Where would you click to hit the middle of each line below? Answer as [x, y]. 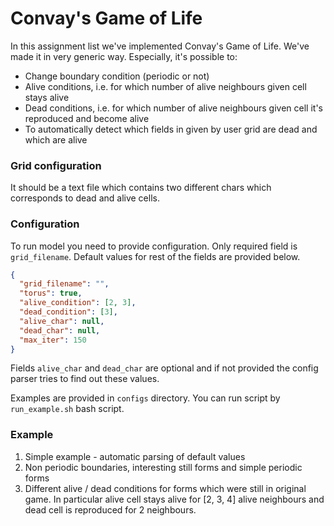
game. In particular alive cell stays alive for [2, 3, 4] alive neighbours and [174, 499]
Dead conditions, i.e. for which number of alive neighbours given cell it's [173, 108]
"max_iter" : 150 [53, 340]
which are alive [56, 139]
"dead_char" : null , [60, 330]
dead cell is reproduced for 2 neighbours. [110, 509]
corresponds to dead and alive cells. [85, 198]
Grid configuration [56, 165]
